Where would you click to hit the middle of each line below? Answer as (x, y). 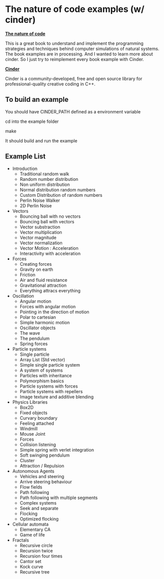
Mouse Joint (33, 434)
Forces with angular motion (48, 306)
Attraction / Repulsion (42, 466)
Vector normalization (41, 243)
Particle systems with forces (49, 386)
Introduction (25, 168)
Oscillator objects (38, 328)
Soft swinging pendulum (45, 455)
